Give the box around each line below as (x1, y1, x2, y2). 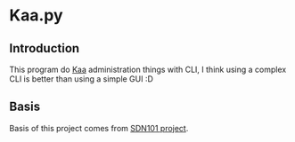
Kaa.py (9, 5, 64, 26)
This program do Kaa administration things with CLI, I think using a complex (9, 64, 287, 75)
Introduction (9, 41, 80, 56)
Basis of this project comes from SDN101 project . (9, 122, 189, 133)
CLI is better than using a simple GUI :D (9, 74, 154, 84)
